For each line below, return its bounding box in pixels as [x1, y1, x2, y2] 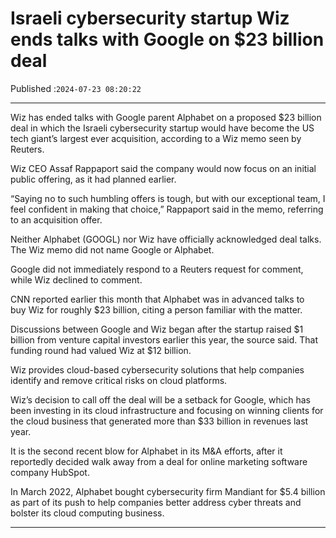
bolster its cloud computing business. [10, 507, 165, 519]
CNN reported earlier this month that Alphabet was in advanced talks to [10, 293, 305, 305]
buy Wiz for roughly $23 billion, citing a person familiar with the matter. [10, 303, 303, 316]
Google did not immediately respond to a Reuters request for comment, [10, 263, 304, 275]
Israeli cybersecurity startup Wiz [10, 7, 290, 30]
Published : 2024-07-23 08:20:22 [10, 82, 142, 94]
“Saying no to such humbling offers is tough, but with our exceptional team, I [10, 192, 326, 204]
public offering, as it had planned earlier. [10, 173, 177, 185]
